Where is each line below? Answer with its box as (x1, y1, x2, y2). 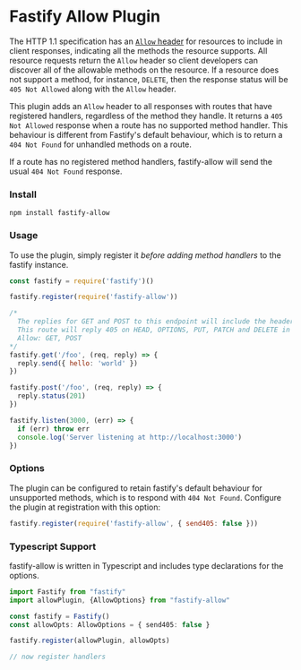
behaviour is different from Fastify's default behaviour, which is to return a (9, 129, 283, 140)
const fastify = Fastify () (9, 612, 110, 621)
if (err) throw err (17, 424, 90, 434)
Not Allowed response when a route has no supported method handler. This (9, 119, 288, 131)
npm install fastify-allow (9, 209, 110, 218)
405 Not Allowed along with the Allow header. (9, 83, 176, 94)
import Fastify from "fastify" (9, 587, 126, 597)
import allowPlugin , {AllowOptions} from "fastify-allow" (9, 596, 230, 605)
